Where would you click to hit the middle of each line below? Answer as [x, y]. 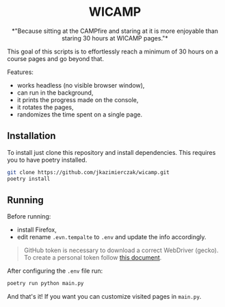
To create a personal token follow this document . [93, 258]
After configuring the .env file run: [55, 271]
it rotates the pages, [45, 107]
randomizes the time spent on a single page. [79, 114]
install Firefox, [37, 230]
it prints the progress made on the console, [78, 99]
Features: [21, 72]
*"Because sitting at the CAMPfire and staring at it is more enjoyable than [115, 31]
